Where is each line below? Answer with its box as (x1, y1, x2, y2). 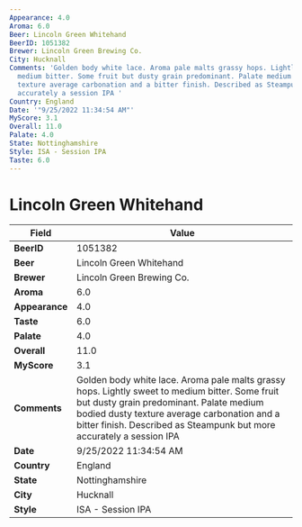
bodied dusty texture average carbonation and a (75, 407, 280, 420)
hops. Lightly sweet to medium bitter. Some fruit (75, 385, 280, 397)
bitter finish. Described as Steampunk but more (75, 419, 276, 432)
